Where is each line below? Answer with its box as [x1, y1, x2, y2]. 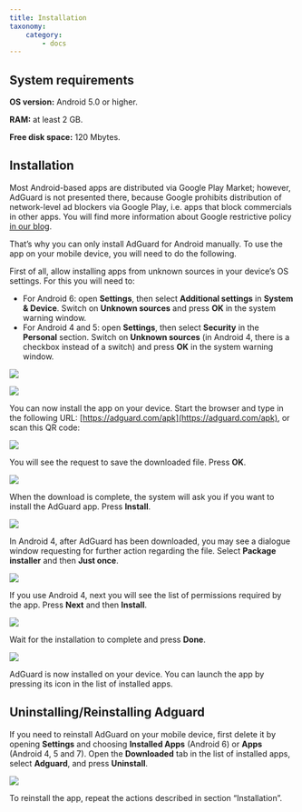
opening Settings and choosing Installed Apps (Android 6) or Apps [9, 738, 263, 749]
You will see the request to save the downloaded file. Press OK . [9, 456, 247, 467]
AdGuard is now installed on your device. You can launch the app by [9, 668, 265, 679]
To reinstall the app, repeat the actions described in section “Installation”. [9, 792, 283, 803]
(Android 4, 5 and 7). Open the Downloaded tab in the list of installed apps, [9, 747, 290, 759]
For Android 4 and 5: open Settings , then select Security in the [22, 322, 260, 333]
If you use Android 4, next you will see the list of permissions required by [9, 589, 282, 600]
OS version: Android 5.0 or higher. [9, 96, 138, 107]
